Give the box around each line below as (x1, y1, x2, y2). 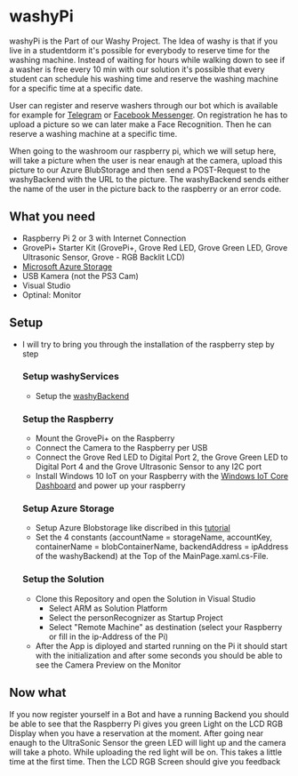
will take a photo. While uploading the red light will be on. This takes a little (9, 747, 283, 757)
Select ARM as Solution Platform (48, 603, 168, 613)
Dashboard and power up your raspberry (35, 480, 186, 491)
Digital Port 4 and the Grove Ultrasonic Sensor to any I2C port (35, 461, 262, 472)
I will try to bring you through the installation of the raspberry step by (21, 339, 275, 349)
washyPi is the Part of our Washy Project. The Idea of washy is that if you (9, 36, 278, 46)
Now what (9, 685, 67, 700)
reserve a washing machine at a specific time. (9, 128, 178, 139)
